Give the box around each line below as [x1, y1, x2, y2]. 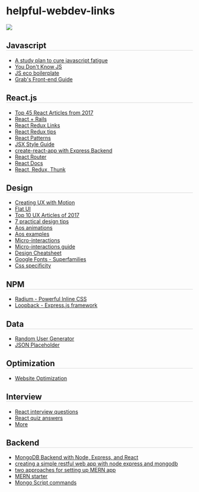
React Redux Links [14, 122, 60, 129]
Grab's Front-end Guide [14, 75, 73, 82]
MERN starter [14, 473, 48, 480]
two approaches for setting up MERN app [14, 466, 116, 474]
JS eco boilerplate [14, 69, 60, 77]
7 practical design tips [14, 218, 69, 225]
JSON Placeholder [14, 341, 60, 348]
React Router [14, 153, 47, 160]
